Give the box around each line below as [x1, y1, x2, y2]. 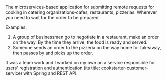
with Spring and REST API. [23, 70, 78, 76]
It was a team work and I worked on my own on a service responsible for [5, 60, 155, 65]
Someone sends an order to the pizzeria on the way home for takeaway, [12, 45, 161, 50]
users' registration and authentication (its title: [5, 65, 100, 71]
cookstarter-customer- [101, 65, 149, 71]
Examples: [5, 24, 27, 30]
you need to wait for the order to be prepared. [5, 15, 100, 20]
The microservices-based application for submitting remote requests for [5, 4, 154, 10]
